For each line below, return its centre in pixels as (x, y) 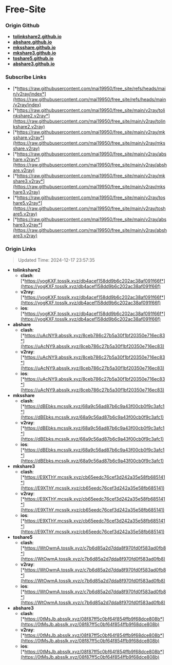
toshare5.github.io (33, 58)
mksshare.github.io (34, 48)
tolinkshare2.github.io (37, 36)
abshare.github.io (32, 42)
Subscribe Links (26, 77)
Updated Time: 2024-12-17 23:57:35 (56, 260)
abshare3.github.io (34, 64)
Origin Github (23, 26)
